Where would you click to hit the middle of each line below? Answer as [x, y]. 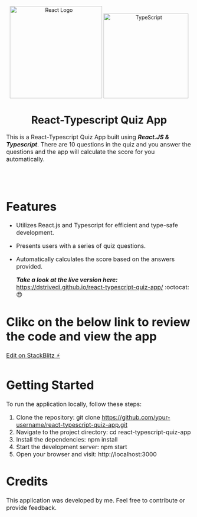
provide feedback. [32, 508]
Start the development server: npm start [72, 447]
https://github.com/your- [136, 417]
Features [32, 207]
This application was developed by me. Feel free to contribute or [96, 500]
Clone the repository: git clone [58, 417]
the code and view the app [82, 336]
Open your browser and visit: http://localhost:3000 [87, 454]
